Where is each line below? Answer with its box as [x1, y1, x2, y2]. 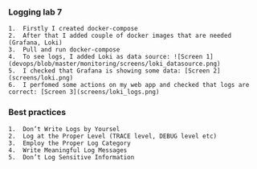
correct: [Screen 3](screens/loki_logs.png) [8, 88, 160, 97]
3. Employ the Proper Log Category [8, 139, 131, 147]
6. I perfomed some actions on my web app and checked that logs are [8, 81, 250, 89]
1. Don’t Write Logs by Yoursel [8, 125, 120, 133]
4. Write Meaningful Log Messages [8, 146, 128, 155]
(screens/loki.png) [8, 74, 74, 82]
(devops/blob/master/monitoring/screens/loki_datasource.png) [8, 60, 221, 68]
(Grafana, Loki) [8, 39, 63, 47]
